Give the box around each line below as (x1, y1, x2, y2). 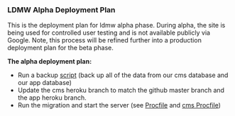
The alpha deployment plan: (7, 57, 92, 66)
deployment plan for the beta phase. (7, 44, 114, 52)
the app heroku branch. (17, 93, 87, 102)
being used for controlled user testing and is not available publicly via (7, 28, 211, 37)
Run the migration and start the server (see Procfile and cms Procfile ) (17, 101, 222, 110)
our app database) (17, 79, 72, 87)
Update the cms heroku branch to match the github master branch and (17, 86, 225, 95)
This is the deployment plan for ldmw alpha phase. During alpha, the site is (7, 21, 226, 30)
